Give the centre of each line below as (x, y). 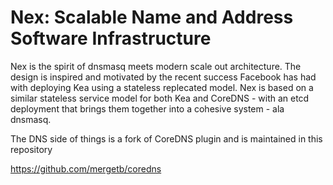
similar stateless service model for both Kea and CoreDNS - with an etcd (160, 98)
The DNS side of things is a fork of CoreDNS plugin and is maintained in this (166, 138)
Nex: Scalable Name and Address (152, 17)
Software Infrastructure (111, 38)
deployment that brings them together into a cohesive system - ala (147, 108)
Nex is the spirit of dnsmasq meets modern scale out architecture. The (156, 66)
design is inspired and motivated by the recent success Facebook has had (163, 77)
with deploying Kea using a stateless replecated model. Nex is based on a (162, 87)
